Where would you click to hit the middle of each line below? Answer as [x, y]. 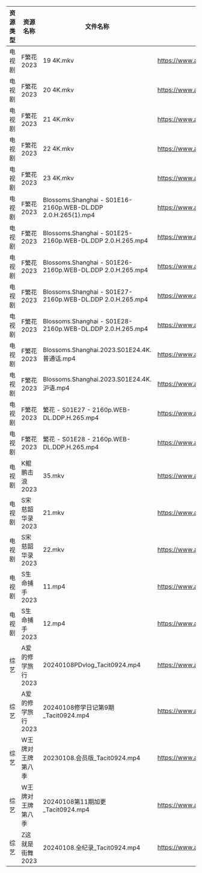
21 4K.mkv [58, 119]
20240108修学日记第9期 [78, 708]
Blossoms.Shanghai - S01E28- [88, 321]
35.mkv [54, 476]
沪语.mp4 [57, 388]
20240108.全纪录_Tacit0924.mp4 [92, 848]
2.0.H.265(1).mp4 [69, 215]
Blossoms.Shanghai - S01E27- [88, 292]
